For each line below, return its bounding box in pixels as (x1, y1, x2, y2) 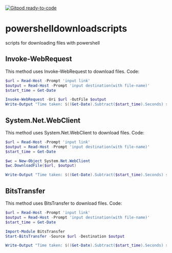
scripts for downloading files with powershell (5, 40, 100, 46)
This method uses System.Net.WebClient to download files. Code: (5, 129, 145, 135)
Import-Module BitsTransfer (5, 229, 66, 234)
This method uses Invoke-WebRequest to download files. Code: (5, 68, 140, 74)
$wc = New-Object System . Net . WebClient (5, 158, 91, 164)
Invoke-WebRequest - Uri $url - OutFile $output (5, 97, 106, 102)
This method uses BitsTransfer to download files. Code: (5, 200, 122, 206)
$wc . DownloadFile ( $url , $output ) (5, 163, 77, 168)
